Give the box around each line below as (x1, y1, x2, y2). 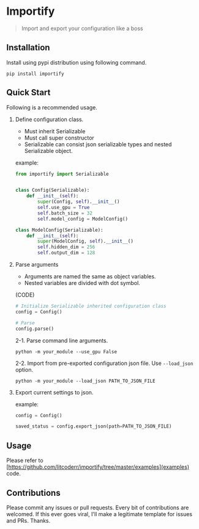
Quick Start (6, 87, 51, 98)
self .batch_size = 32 (37, 210, 93, 216)
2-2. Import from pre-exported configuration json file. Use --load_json (15, 359, 193, 367)
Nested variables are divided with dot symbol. (24, 280, 141, 287)
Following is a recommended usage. (6, 103, 98, 111)
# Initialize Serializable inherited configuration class (15, 303, 167, 310)
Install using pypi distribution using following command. (6, 58, 147, 66)
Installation (6, 42, 50, 53)
